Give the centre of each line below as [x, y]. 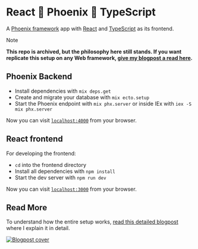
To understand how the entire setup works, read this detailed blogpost [92, 222]
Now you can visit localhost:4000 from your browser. [71, 120]
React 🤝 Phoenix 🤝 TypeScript [81, 12]
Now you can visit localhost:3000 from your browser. [71, 189]
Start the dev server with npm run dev [60, 177]
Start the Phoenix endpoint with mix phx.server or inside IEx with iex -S [103, 103]
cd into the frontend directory [51, 165]
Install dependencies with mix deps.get [63, 91]
